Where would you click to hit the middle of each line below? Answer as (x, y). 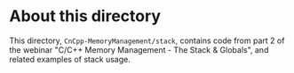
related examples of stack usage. (70, 59)
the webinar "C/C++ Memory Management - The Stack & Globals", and (139, 49)
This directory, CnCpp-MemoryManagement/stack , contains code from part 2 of (147, 40)
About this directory (85, 16)
